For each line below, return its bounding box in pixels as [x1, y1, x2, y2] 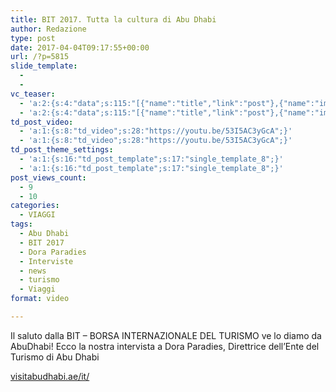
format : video [10, 294, 70, 304]
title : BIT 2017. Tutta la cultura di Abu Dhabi [10, 14, 217, 25]
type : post [10, 33, 56, 43]
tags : [10, 219, 33, 230]
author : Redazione [10, 24, 87, 34]
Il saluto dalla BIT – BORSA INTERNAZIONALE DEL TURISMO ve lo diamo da [10, 329, 322, 341]
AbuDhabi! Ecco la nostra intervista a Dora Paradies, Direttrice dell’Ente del [10, 340, 320, 352]
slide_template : [10, 61, 78, 71]
